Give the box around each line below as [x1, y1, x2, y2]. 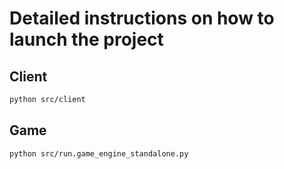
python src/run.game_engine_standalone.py [9, 148, 189, 159]
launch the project [9, 28, 164, 51]
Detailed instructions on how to [9, 7, 275, 30]
